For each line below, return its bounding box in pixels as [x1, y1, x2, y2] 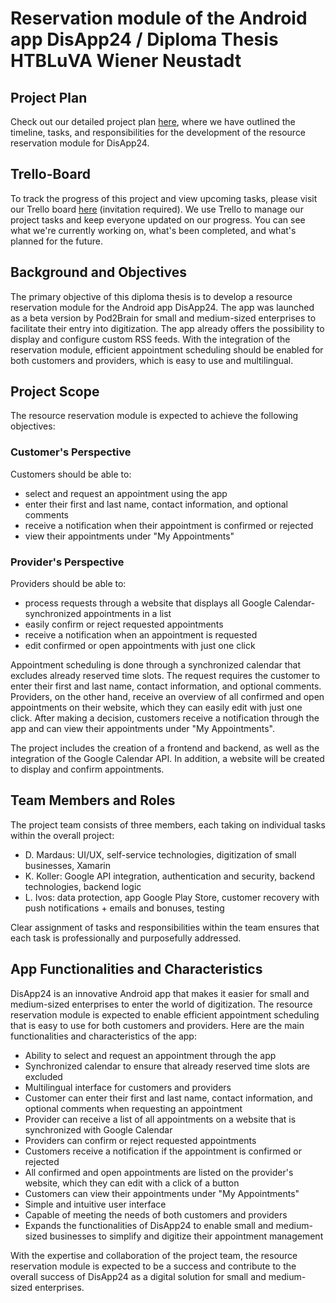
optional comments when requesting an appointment [24, 1102, 243, 1114]
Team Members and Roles [10, 792, 176, 809]
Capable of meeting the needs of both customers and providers [24, 1208, 288, 1221]
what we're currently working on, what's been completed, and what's [10, 224, 297, 236]
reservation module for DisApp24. [10, 137, 150, 149]
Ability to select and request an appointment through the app [24, 1049, 277, 1061]
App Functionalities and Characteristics [10, 961, 263, 978]
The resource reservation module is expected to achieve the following [10, 410, 298, 422]
